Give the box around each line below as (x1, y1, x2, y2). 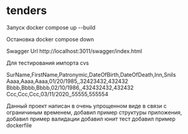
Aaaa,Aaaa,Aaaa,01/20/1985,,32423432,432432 (6, 77, 129, 85)
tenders (6, 4, 47, 18)
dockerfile (6, 121, 32, 129)
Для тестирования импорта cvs (6, 59, 89, 66)
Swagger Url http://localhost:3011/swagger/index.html (6, 47, 143, 55)
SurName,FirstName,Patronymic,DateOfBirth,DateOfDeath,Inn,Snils (6, 71, 176, 78)
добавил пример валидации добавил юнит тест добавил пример (6, 115, 176, 122)
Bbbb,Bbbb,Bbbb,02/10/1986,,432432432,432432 (6, 83, 134, 91)
